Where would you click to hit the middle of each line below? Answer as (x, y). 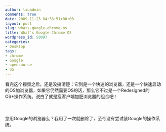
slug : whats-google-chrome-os (36, 28)
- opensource (19, 65)
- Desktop (15, 46)
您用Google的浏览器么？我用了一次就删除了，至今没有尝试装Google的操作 (80, 118)
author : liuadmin (23, 10)
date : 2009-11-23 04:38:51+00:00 (40, 19)
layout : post (19, 23)
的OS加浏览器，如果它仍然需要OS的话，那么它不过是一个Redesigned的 (77, 90)
